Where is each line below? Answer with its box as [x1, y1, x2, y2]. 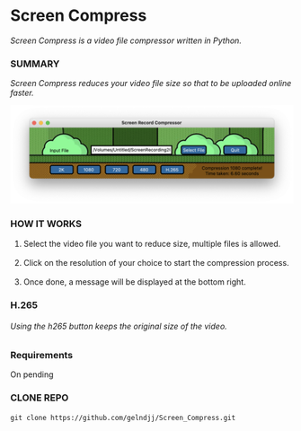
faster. [10, 87, 34, 99]
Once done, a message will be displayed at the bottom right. [22, 276, 246, 287]
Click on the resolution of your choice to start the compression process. [22, 257, 290, 268]
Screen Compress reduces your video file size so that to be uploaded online [10, 78, 292, 89]
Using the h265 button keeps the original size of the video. [10, 321, 227, 332]
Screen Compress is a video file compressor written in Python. [10, 35, 242, 46]
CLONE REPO [10, 391, 69, 404]
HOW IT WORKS [10, 217, 82, 230]
